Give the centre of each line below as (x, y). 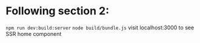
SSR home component (34, 33)
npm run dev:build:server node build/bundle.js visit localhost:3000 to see (100, 27)
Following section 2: (58, 11)
